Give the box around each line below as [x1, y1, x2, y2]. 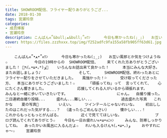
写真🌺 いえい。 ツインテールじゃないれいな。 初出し [29, 102, 157, 107]
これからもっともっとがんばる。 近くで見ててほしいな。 [5, 113, 122, 118]
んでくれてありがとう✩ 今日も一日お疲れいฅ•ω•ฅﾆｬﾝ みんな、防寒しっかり [16, 118, 163, 123]
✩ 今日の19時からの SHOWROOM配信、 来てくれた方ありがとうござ [5, 59, 156, 65]
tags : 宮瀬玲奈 [5, 16, 34, 21]
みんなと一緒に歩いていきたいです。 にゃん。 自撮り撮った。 [5, 91, 162, 96]
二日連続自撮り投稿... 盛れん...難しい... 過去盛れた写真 [5, 97, 147, 102]
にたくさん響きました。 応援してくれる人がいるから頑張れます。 [5, 86, 148, 91]
